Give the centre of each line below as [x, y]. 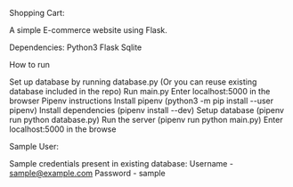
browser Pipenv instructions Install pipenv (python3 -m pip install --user [142, 101]
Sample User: [34, 146]
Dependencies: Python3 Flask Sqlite [76, 47]
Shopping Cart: [37, 13]
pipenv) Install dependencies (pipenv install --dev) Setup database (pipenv [147, 110]
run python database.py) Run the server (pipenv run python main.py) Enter [146, 120]
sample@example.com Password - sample [88, 173]
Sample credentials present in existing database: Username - [122, 163]
